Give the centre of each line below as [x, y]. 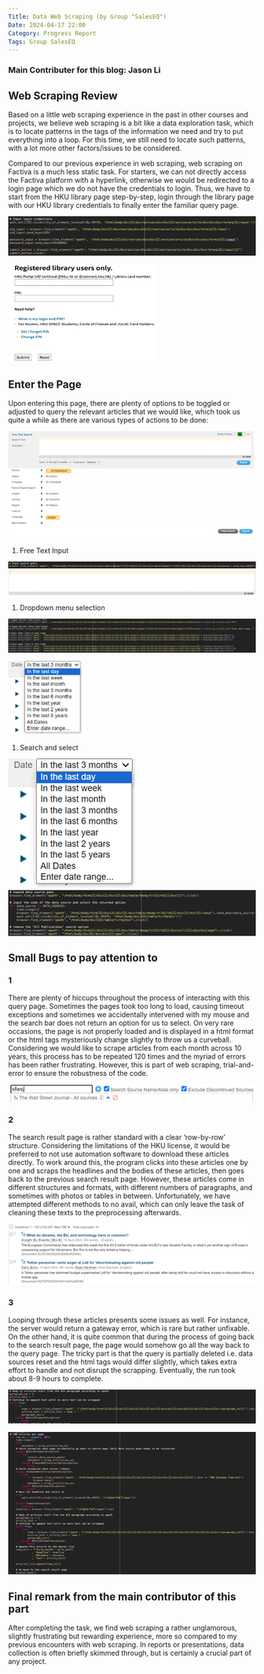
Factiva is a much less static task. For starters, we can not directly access [127, 171]
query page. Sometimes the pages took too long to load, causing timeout [126, 1006]
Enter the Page [45, 384]
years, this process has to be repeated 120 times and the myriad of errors [127, 1056]
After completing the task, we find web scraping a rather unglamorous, [123, 1627]
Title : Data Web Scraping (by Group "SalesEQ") [88, 17]
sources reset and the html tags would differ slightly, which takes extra [123, 1362]
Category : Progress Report [52, 33]
